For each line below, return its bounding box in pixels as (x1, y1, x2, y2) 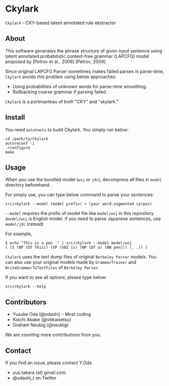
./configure (5, 145, 30, 150)
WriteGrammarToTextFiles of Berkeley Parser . (5, 264, 99, 270)
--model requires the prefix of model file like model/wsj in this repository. (5, 210, 155, 216)
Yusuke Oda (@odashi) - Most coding (12, 311, 91, 317)
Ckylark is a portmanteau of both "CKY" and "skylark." (5, 98, 119, 104)
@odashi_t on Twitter (12, 375, 57, 381)
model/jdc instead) (5, 221, 44, 227)
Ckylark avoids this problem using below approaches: (5, 74, 117, 80)
